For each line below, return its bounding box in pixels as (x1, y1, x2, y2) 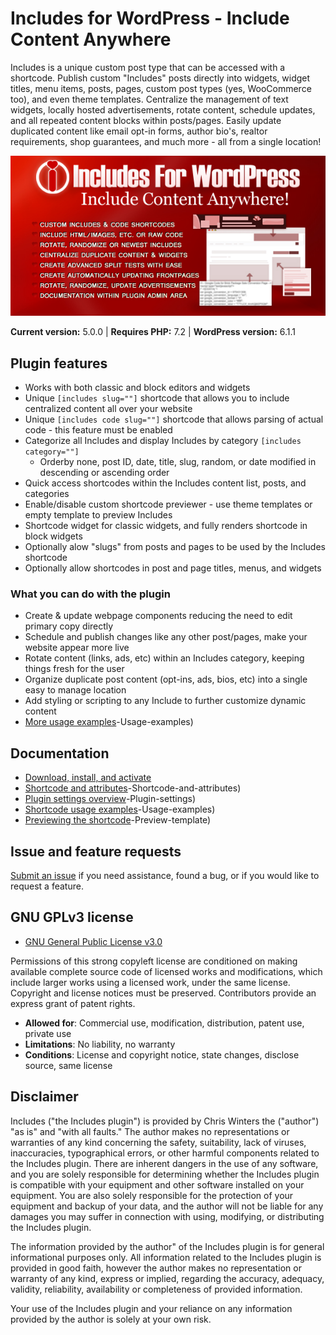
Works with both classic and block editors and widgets (24, 382, 251, 394)
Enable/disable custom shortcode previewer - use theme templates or (24, 498, 313, 511)
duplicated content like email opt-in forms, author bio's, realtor (10, 125, 268, 137)
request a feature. (10, 880, 84, 892)
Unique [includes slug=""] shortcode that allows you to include (24, 392, 290, 404)
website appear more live (24, 642, 130, 654)
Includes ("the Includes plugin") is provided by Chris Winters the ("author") (10, 1115, 320, 1127)
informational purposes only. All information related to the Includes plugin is (10, 1251, 322, 1263)
